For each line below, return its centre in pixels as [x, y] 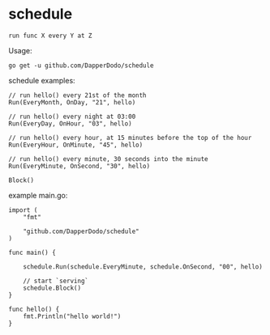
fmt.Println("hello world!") [72, 316]
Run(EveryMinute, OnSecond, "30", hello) [79, 166]
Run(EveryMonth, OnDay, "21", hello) [72, 102]
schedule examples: [42, 80]
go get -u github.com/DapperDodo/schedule [81, 66]
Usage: [20, 50]
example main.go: [38, 195]
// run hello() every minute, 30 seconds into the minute [108, 159]
